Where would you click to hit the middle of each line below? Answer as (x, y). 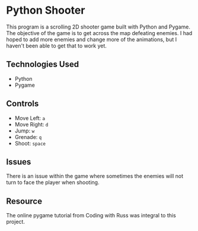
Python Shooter (46, 10)
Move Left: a (30, 118)
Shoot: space (30, 143)
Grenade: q (28, 137)
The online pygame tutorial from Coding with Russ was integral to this (91, 216)
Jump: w (25, 131)
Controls (23, 104)
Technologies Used (42, 64)
